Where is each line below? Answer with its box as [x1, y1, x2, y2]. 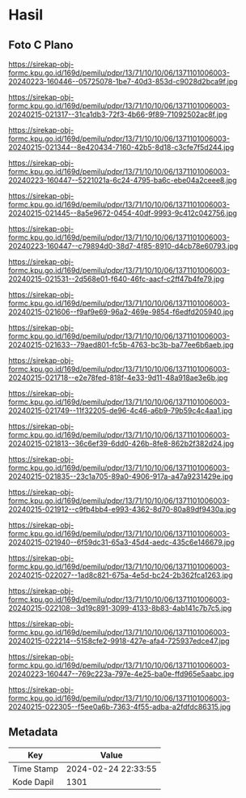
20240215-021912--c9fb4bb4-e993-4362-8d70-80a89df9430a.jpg [8, 505, 236, 514]
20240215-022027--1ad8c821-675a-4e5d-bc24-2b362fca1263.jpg [8, 570, 233, 580]
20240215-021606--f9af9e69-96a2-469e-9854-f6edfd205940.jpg [8, 307, 234, 317]
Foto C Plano [8, 38, 74, 52]
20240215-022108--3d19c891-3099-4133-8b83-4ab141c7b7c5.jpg [8, 604, 232, 612]
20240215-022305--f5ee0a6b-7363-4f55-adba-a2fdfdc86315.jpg [8, 702, 231, 711]
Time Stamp [12, 763, 59, 775]
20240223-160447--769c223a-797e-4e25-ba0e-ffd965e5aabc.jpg [8, 669, 235, 678]
